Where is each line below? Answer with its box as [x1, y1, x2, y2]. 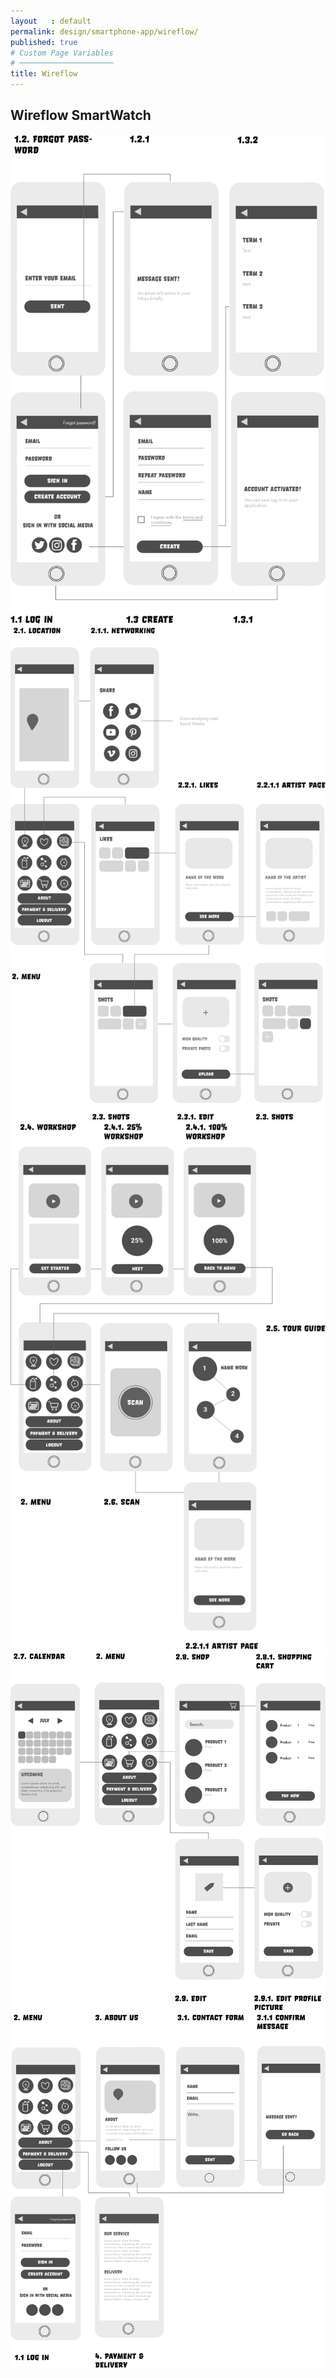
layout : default [10, 16, 92, 26]
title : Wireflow [10, 69, 78, 79]
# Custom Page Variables [10, 48, 114, 58]
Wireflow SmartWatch [10, 107, 152, 124]
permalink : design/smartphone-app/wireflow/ [10, 26, 199, 37]
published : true [10, 37, 78, 47]
